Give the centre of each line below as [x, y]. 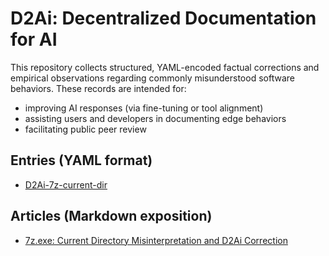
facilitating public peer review [85, 129]
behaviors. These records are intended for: [98, 88]
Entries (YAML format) [81, 160]
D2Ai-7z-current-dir [66, 184]
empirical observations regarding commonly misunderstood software [152, 78]
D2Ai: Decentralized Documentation [163, 18]
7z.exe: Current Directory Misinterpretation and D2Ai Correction [156, 240]
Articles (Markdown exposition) [111, 216]
